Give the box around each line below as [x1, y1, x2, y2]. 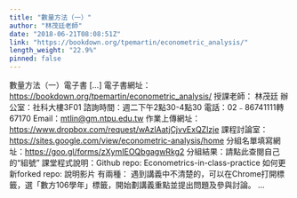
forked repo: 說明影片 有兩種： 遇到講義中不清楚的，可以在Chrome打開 [16, 169, 277, 178]
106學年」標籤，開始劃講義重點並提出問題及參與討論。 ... [55, 179, 265, 190]
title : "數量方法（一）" [9, 12, 92, 22]
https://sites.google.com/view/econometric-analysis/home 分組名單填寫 [9, 135, 274, 146]
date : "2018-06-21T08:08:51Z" [9, 29, 122, 38]
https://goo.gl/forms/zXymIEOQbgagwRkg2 [25, 147, 185, 156]
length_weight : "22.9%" [9, 46, 98, 55]
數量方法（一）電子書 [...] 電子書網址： [9, 80, 151, 90]
